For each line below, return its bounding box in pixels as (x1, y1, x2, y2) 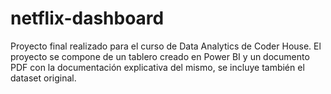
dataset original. (10, 72, 77, 84)
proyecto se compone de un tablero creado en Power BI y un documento (10, 50, 310, 62)
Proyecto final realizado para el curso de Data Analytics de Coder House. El (10, 40, 322, 52)
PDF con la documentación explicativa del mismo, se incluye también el (10, 61, 305, 73)
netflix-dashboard (10, 7, 165, 30)
